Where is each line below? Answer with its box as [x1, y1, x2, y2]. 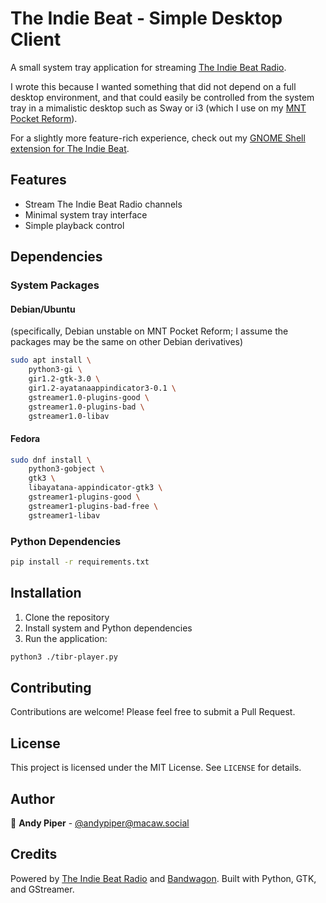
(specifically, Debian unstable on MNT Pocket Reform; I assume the [10, 325, 289, 337]
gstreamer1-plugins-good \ [28, 492, 141, 502]
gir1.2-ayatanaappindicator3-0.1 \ [28, 383, 177, 393]
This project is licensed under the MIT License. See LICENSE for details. [10, 762, 302, 774]
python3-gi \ [28, 365, 83, 375]
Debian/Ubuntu [10, 303, 76, 315]
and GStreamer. [10, 883, 75, 895]
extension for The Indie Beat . [10, 142, 130, 154]
